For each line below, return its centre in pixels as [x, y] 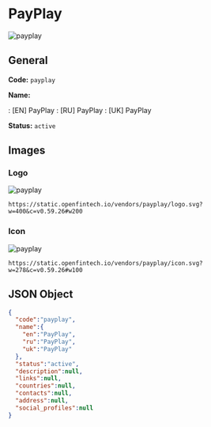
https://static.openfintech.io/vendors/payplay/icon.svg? [105, 263]
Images [27, 151]
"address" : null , [42, 401]
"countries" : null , [46, 386]
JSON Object [41, 295]
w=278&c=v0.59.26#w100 [45, 270]
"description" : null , [49, 371]
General [28, 60]
